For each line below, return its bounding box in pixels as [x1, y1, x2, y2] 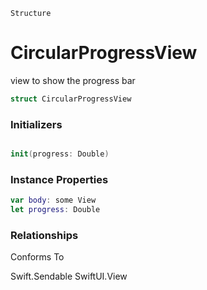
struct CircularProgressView [10, 94, 132, 104]
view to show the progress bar [10, 74, 136, 86]
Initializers [10, 117, 63, 131]
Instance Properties [10, 172, 109, 186]
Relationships [10, 228, 79, 242]
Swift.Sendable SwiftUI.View [10, 270, 128, 283]
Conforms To [10, 251, 65, 263]
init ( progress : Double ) [10, 149, 110, 159]
